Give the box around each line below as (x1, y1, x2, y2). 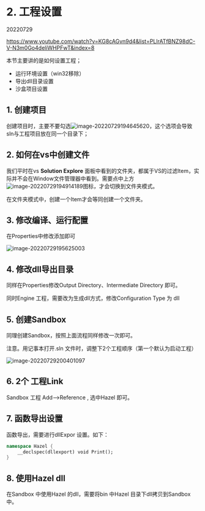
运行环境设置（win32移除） (15, 69, 85, 77)
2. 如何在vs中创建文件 (6, 150, 90, 160)
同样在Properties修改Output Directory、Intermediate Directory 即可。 (6, 282, 181, 289)
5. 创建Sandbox (6, 314, 67, 325)
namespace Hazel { (6, 443, 53, 449)
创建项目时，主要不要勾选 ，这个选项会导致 (6, 122, 193, 129)
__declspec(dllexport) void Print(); (17, 448, 114, 455)
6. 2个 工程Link (6, 376, 64, 386)
